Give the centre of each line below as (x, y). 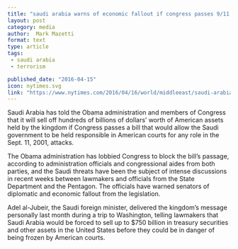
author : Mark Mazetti (41, 34)
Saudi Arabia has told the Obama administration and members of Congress (117, 112)
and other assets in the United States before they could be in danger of (111, 230)
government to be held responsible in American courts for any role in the (113, 135)
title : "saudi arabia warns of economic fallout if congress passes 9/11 (119, 14)
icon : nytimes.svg (34, 86)
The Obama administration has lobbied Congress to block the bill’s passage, (118, 156)
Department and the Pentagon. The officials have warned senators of (108, 186)
